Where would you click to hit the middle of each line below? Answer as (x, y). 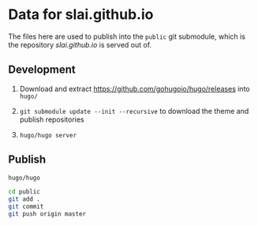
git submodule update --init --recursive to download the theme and (134, 111)
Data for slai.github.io (81, 15)
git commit (26, 207)
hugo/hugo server (48, 135)
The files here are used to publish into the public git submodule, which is (127, 36)
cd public (24, 192)
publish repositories (52, 119)
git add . (24, 199)
